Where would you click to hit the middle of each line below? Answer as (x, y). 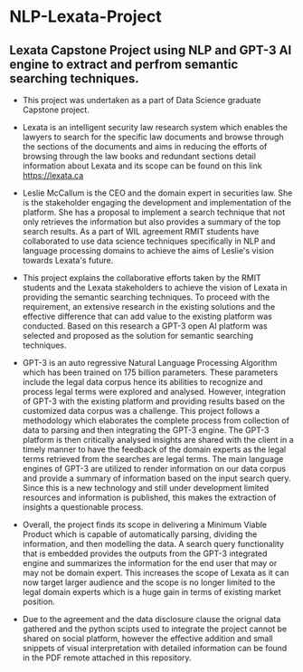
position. (39, 601)
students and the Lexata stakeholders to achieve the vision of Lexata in (155, 288)
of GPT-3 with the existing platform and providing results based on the (154, 401)
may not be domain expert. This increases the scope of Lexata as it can (156, 573)
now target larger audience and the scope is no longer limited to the (149, 582)
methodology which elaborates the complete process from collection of (156, 420)
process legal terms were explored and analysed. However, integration (154, 392)
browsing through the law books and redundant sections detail (139, 156)
